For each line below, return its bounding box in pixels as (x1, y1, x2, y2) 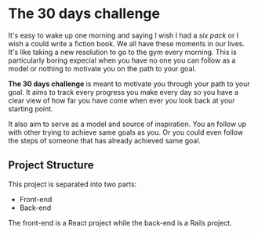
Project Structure (8, 158, 94, 172)
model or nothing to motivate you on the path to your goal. (8, 63, 197, 73)
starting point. (8, 103, 53, 114)
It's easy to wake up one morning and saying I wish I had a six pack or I (8, 31, 239, 40)
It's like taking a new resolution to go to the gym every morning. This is (8, 47, 237, 56)
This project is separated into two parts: (8, 179, 137, 189)
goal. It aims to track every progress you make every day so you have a (8, 87, 239, 96)
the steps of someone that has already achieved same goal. (8, 136, 202, 145)
